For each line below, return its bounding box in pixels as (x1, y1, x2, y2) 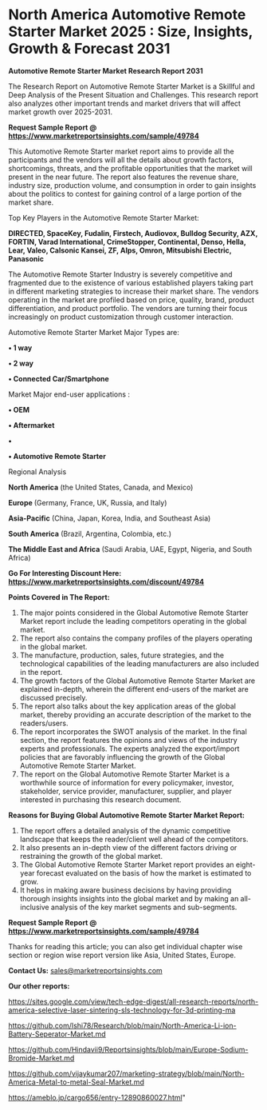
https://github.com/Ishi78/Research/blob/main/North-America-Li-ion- (8, 1020, 237, 1030)
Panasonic (8, 254, 45, 263)
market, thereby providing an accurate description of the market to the (19, 709, 252, 719)
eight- (235, 860, 256, 869)
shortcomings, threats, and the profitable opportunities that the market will (8, 163, 253, 173)
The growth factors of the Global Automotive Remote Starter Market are (19, 676, 256, 685)
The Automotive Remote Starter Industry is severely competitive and (8, 270, 233, 279)
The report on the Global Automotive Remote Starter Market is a (19, 769, 230, 779)
